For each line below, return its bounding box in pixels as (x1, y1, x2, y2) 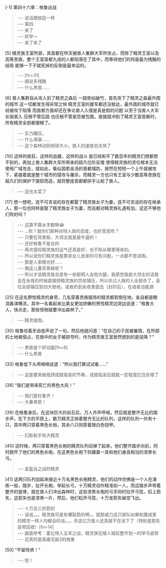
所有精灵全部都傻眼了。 (5, 120, 53, 125)
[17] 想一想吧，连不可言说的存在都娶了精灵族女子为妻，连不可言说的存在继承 (5, 199, 161, 205)
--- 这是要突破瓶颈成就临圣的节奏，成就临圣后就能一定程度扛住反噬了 (17, 372, 159, 377)
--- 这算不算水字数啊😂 (17, 222, 65, 228)
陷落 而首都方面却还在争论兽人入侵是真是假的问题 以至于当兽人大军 (22, 107, 159, 113)
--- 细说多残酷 (17, 78, 47, 84)
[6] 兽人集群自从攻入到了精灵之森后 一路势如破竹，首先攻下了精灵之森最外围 (5, 95, 161, 101)
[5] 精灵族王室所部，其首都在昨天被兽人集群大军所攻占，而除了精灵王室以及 (5, 50, 160, 56)
